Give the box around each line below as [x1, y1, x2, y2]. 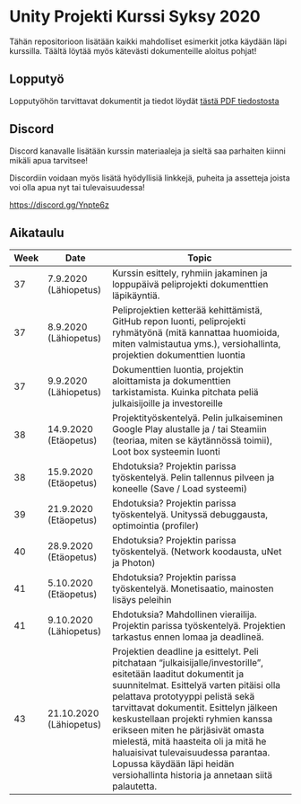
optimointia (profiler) [111, 519, 200, 532]
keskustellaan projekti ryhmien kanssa [111, 712, 273, 725]
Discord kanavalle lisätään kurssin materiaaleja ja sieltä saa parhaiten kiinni [9, 146, 287, 156]
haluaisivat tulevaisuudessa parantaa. [111, 747, 271, 759]
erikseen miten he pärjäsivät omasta [111, 724, 264, 737]
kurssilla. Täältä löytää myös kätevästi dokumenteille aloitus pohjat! [9, 45, 257, 56]
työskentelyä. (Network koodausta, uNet [111, 545, 282, 558]
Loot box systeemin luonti [111, 446, 221, 458]
